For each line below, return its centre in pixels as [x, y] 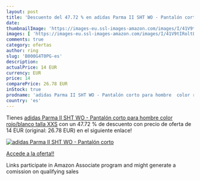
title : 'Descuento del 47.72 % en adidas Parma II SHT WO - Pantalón [94, 17]
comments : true [25, 39]
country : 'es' [24, 100]
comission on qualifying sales [43, 171]
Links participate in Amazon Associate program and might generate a [91, 165]
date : [13, 23]
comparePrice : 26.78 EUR [37, 84]
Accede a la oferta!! [30, 154]
